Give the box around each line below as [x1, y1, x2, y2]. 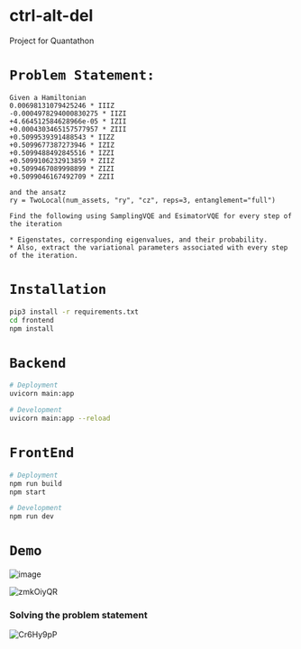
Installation [9, 281, 106, 298]
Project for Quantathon [9, 35, 95, 46]
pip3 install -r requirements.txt [9, 307, 140, 316]
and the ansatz [9, 187, 67, 197]
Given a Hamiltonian [9, 93, 87, 102]
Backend [9, 354, 67, 371]
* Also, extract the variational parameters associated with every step [9, 242, 288, 252]
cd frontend [9, 315, 54, 324]
